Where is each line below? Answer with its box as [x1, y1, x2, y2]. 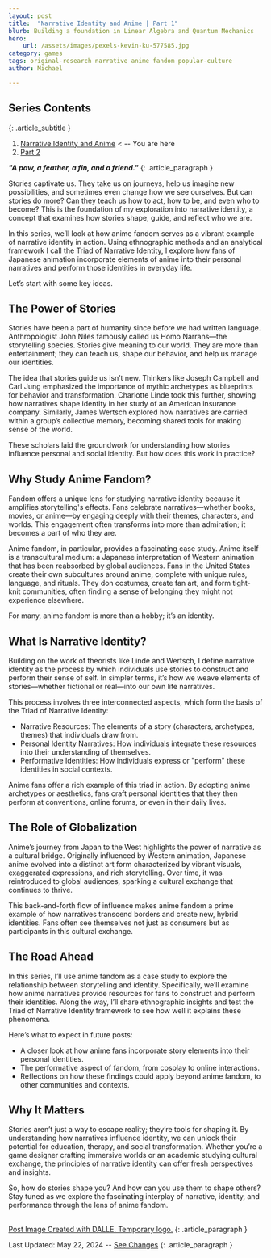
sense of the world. [8, 425, 73, 435]
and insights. [8, 1168, 51, 1177]
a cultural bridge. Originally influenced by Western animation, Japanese [8, 850, 247, 860]
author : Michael [8, 65, 63, 73]
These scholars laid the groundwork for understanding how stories [8, 440, 231, 450]
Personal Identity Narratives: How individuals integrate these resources [19, 738, 256, 748]
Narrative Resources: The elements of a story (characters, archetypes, [19, 722, 256, 731]
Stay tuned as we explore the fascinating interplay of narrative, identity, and [8, 1192, 261, 1201]
